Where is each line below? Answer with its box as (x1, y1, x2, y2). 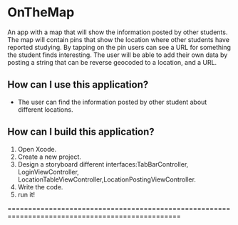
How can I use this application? (7, 79, 149, 91)
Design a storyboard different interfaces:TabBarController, (17, 159, 189, 168)
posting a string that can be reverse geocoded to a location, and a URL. (7, 58, 217, 66)
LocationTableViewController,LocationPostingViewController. (17, 175, 196, 184)
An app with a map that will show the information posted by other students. (7, 28, 228, 36)
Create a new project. (17, 152, 82, 161)
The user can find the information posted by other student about (17, 98, 207, 106)
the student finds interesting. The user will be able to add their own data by (7, 51, 228, 59)
